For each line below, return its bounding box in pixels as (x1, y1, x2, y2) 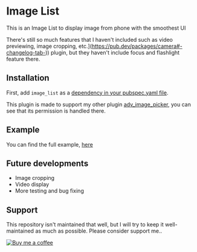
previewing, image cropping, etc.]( (6, 42, 92, 50)
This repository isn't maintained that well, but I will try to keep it (6, 221, 164, 228)
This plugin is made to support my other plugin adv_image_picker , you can (6, 101, 192, 108)
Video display (15, 181, 50, 188)
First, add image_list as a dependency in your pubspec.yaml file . (6, 89, 169, 96)
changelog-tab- (6, 48, 46, 56)
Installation (6, 73, 50, 83)
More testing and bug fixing (15, 187, 85, 194)
